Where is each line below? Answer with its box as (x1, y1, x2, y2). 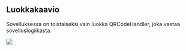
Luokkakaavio (6, 5, 60, 15)
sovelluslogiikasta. (6, 27, 52, 34)
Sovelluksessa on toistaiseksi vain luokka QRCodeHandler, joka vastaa (6, 20, 181, 27)
